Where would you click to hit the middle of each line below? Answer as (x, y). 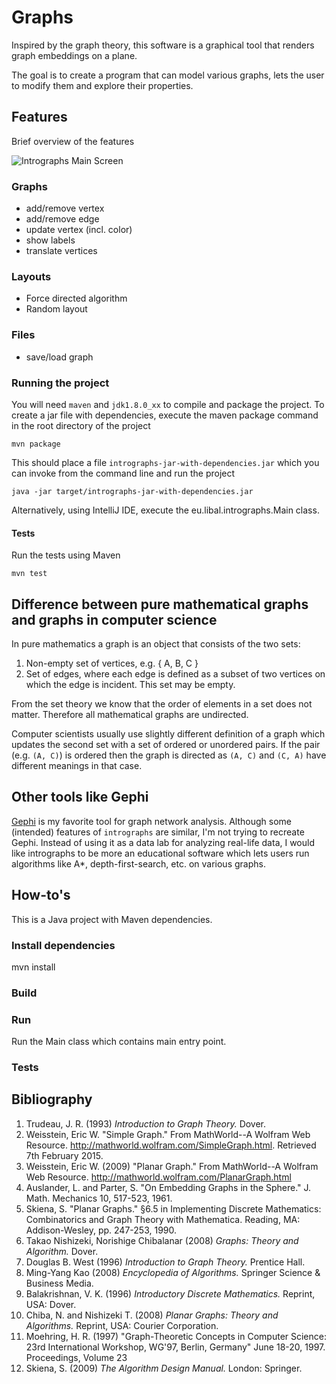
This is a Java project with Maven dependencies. (112, 919)
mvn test (29, 574)
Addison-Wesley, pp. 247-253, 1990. (101, 1230)
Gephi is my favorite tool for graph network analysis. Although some (151, 821)
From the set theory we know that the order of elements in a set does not (162, 703)
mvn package (36, 444)
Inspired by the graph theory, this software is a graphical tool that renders (163, 45)
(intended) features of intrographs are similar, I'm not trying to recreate (158, 832)
